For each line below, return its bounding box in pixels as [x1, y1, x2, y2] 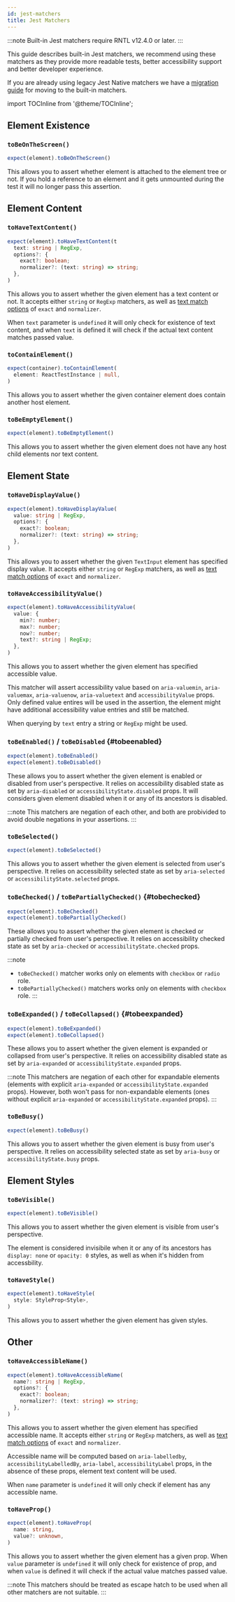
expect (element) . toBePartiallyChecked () [7, 914, 127, 921]
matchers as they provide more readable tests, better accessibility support [7, 57, 222, 65]
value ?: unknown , [13, 1533, 64, 1540]
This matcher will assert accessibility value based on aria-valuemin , [7, 683, 204, 692]
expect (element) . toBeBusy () [7, 1127, 90, 1134]
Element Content [7, 203, 83, 215]
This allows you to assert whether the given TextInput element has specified [7, 557, 229, 566]
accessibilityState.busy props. [7, 1154, 100, 1163]
